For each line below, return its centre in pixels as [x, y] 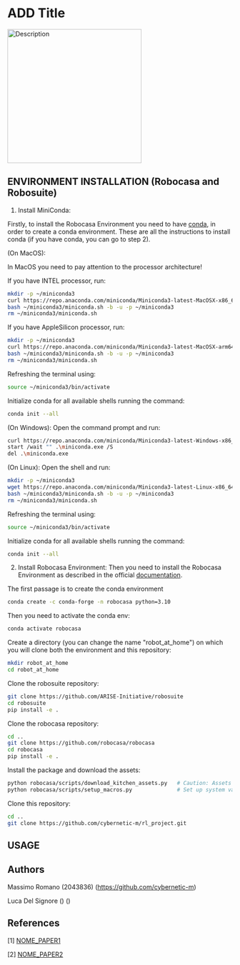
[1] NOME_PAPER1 [34, 940]
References [34, 923]
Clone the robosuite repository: [53, 683]
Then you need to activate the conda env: [69, 616]
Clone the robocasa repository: [53, 724]
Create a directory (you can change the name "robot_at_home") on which [115, 642]
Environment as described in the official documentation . [100, 575]
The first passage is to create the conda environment [85, 589]
